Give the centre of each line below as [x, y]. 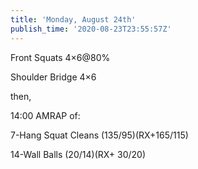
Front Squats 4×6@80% [60, 57]
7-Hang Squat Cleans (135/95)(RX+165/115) [99, 135]
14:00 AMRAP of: [45, 115]
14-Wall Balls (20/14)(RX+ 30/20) [78, 154]
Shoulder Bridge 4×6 [53, 77]
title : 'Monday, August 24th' [73, 19]
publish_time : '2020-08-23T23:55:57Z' [91, 29]
